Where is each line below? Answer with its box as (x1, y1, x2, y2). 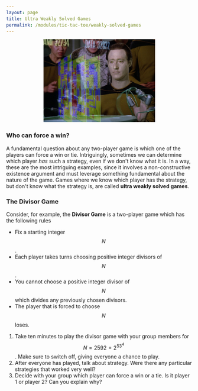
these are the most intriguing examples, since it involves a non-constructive (6, 163, 191, 171)
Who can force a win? (6, 131, 70, 140)
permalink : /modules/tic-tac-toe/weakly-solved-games (6, 22, 142, 28)
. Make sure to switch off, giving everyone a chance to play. (14, 353, 160, 360)
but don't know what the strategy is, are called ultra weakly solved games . (6, 182, 190, 189)
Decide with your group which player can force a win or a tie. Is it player (14, 372, 190, 379)
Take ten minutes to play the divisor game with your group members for (14, 332, 189, 340)
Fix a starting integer (14, 228, 66, 235)
